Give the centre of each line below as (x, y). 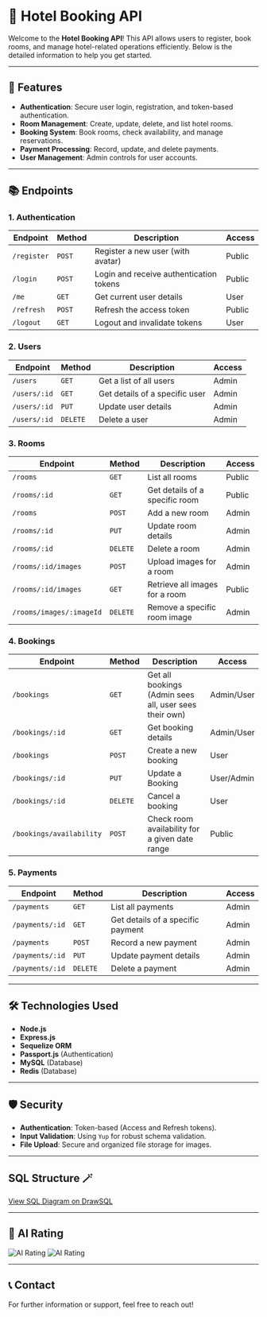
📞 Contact (32, 1286)
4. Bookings (32, 641)
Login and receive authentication (155, 274)
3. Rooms (27, 443)
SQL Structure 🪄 (50, 1178)
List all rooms (172, 478)
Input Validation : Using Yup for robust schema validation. (113, 1137)
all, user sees (172, 705)
